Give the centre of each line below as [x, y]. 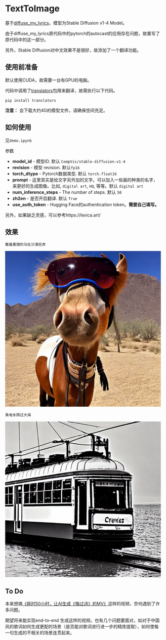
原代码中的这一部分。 [27, 40]
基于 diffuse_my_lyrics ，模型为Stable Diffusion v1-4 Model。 [66, 23]
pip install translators [31, 100]
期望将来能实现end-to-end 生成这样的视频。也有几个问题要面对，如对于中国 [82, 620]
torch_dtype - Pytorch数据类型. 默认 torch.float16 [64, 173]
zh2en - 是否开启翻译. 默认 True [45, 198]
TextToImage [33, 9]
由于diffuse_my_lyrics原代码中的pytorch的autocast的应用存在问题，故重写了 [83, 33]
